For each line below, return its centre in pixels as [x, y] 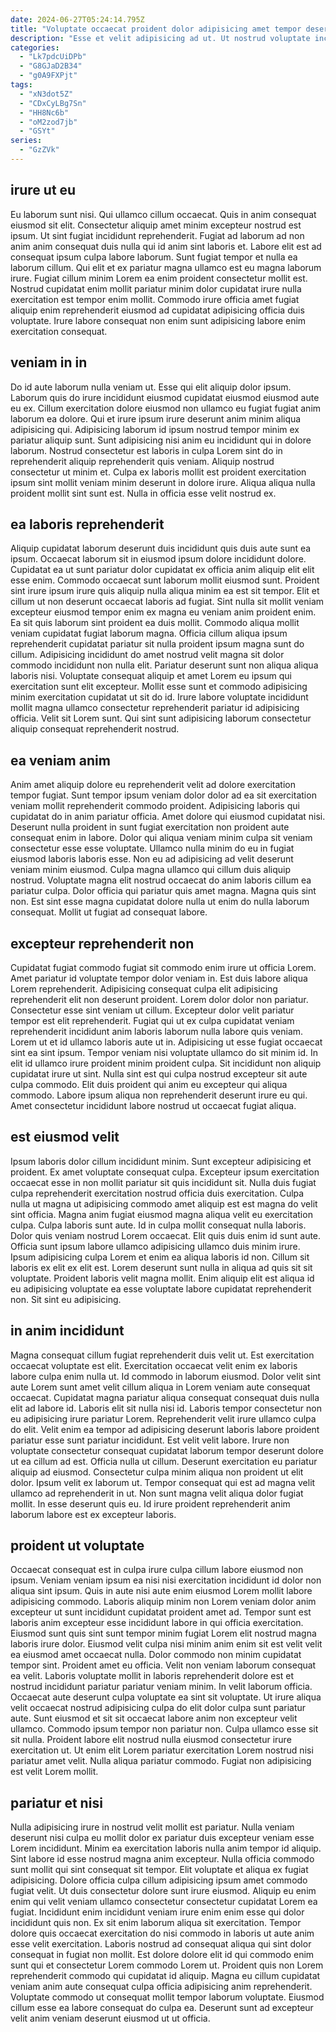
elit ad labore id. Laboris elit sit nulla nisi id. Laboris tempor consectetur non [166, 1408]
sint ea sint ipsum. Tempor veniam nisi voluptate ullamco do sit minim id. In [164, 1052]
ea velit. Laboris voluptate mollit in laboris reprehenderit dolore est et [152, 1676]
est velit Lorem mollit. [54, 1772]
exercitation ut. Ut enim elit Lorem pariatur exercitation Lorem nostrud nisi [162, 1750]
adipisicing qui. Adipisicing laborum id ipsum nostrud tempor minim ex [155, 429]
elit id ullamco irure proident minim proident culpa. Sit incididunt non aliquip [166, 1063]
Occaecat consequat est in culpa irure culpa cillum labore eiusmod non [157, 1570]
